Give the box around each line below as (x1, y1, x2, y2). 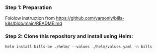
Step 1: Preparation (5, 4, 52, 11)
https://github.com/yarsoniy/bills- (56, 15, 125, 21)
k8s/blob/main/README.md (5, 20, 62, 26)
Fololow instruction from (5, 15, 55, 21)
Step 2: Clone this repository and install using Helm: (5, 33, 133, 40)
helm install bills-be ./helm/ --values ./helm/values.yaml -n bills (5, 44, 153, 49)
